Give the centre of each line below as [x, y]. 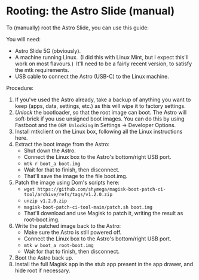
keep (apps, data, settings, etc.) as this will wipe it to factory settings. [100, 106]
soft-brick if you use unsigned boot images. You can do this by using [99, 119]
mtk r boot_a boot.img [52, 164]
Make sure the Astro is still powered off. [73, 232]
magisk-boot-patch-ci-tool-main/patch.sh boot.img [88, 207]
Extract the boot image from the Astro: [62, 144]
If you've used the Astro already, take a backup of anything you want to [103, 100]
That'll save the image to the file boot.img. [76, 176]
